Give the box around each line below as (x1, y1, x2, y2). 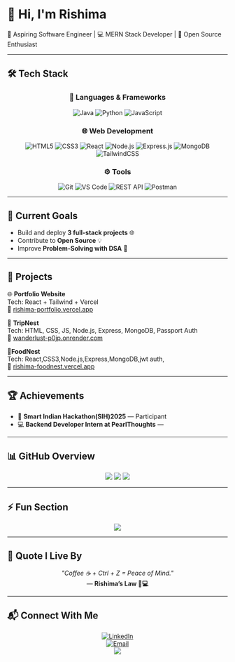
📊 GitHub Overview (7, 451, 96, 463)
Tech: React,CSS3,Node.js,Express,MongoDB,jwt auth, (7, 355, 165, 363)
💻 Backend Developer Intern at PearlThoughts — (17, 420, 164, 428)
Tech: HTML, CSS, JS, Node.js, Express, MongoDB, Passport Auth (7, 326, 198, 334)
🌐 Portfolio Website (7, 289, 66, 298)
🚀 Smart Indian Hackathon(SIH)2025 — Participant (17, 412, 167, 421)
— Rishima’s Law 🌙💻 (86, 579, 149, 588)
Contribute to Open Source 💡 (17, 237, 103, 245)
